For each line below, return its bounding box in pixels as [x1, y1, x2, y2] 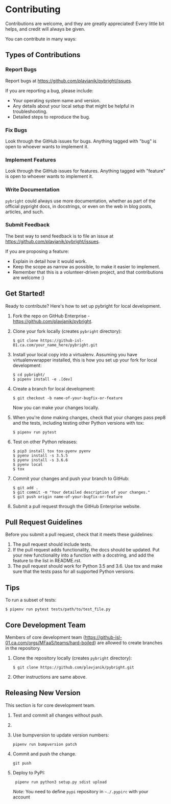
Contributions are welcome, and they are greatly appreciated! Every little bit [5, 20, 164, 27]
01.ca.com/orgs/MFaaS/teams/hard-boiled [5, 640, 95, 646]
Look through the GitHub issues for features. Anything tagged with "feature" [5, 168, 166, 174]
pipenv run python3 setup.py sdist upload [15, 779, 107, 785]
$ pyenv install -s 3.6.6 [12, 457, 68, 463]
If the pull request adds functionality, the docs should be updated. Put [12, 547, 160, 553]
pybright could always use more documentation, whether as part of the [5, 198, 156, 204]
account [12, 794, 31, 800]
